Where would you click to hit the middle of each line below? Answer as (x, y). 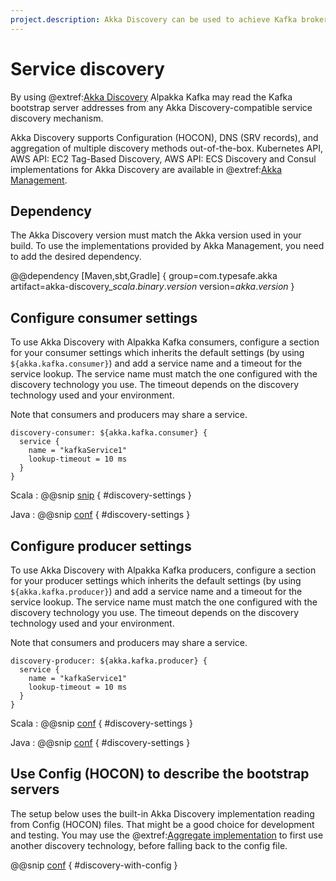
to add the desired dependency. (76, 257)
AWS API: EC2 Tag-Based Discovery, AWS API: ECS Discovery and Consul (163, 158)
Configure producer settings (101, 546)
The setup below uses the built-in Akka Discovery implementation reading (162, 813)
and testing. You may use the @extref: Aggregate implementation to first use (167, 835)
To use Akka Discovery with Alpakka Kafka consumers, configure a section (165, 342)
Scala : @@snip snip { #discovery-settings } (101, 495)
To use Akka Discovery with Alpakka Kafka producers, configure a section (163, 570)
